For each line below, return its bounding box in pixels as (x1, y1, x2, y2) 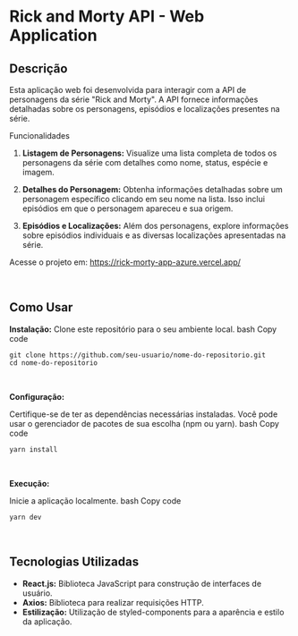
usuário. (21, 588, 53, 598)
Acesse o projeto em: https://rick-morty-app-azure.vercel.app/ (9, 257, 242, 267)
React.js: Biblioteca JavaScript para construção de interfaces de (21, 578, 262, 589)
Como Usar (9, 300, 73, 315)
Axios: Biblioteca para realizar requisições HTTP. (21, 597, 204, 607)
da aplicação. (21, 615, 72, 627)
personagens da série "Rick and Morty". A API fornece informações (9, 94, 259, 105)
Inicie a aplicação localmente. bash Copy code (9, 495, 182, 506)
